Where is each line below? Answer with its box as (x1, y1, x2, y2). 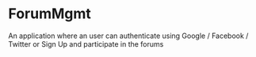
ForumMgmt (8, 5, 91, 23)
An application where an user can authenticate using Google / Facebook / (8, 31, 249, 40)
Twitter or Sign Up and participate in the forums (8, 39, 164, 48)
